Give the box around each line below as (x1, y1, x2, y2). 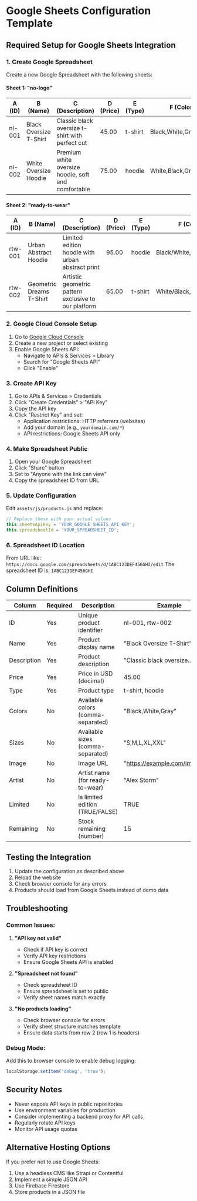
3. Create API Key (6, 379, 57, 387)
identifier (78, 626, 103, 634)
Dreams (28, 287, 50, 295)
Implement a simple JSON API (14, 1176, 87, 1183)
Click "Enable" (23, 364, 59, 371)
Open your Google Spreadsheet (14, 458, 92, 465)
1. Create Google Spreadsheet (6, 58, 93, 66)
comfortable (56, 185, 91, 194)
